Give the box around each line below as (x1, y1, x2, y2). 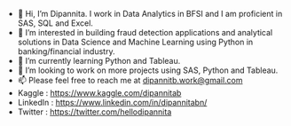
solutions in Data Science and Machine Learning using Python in (17, 36, 254, 47)
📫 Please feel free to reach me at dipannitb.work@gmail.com (17, 75, 243, 85)
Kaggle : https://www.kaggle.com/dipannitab (17, 88, 182, 98)
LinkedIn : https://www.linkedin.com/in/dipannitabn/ (17, 98, 208, 107)
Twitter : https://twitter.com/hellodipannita (17, 106, 172, 117)
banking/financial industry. (17, 46, 115, 57)
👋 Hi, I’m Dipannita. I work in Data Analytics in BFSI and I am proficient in (17, 9, 283, 19)
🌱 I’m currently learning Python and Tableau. (17, 56, 181, 66)
